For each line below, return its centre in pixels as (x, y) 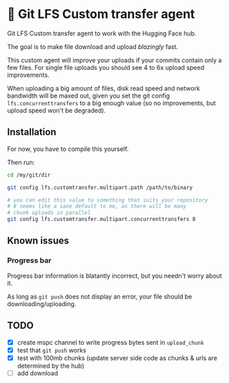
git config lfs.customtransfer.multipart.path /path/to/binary (100, 187)
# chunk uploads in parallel (49, 213)
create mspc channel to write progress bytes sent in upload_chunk (111, 342)
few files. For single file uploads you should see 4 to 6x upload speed (106, 67)
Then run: (21, 162)
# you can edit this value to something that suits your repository (108, 200)
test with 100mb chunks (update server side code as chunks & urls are (117, 358)
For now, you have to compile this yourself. (68, 149)
